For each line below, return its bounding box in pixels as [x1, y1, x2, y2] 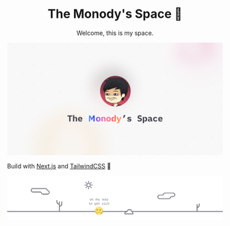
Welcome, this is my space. [76, 29, 154, 37]
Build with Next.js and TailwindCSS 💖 [7, 162, 112, 171]
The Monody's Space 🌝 [47, 6, 183, 22]
